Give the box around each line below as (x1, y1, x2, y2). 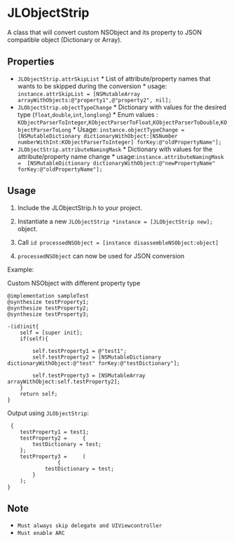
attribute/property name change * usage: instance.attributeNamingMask (17, 152, 224, 160)
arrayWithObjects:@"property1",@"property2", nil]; (17, 97, 172, 104)
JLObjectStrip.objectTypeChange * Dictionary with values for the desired (17, 103, 226, 111)
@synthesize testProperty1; (7, 298, 90, 305)
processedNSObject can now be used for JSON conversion (17, 251, 184, 260)
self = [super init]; (20, 329, 83, 336)
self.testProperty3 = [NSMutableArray (32, 372, 146, 379)
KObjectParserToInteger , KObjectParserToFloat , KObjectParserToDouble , (17, 118, 221, 126)
